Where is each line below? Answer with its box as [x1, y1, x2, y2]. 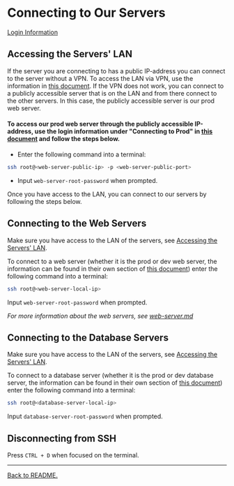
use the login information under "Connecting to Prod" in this [34, 127, 213, 135]
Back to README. [7, 471, 58, 480]
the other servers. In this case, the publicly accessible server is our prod [7, 96, 214, 105]
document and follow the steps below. [7, 135, 120, 143]
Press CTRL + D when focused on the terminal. [7, 451, 139, 459]
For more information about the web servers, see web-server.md [7, 311, 194, 320]
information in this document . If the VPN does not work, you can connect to [7, 82, 224, 90]
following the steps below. [7, 197, 82, 205]
